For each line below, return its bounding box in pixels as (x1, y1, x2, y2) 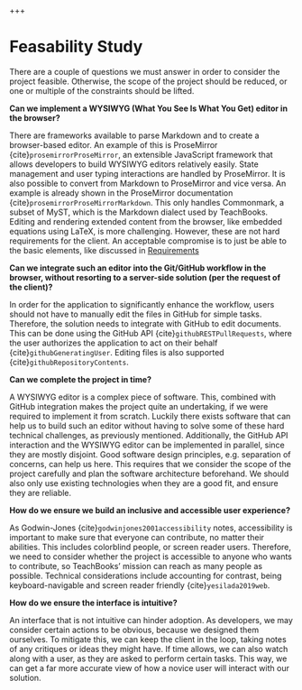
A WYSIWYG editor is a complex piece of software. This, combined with (9, 391, 277, 402)
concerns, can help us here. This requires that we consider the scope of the (9, 458, 291, 469)
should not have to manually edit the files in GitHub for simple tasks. (9, 308, 262, 319)
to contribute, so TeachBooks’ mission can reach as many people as (9, 560, 263, 571)
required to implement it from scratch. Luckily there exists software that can (9, 410, 291, 421)
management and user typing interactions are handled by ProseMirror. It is (9, 168, 286, 179)
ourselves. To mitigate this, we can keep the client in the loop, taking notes (9, 633, 287, 645)
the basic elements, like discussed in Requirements (9, 244, 200, 255)
